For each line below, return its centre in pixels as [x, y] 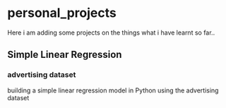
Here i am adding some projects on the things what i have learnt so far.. [111, 32]
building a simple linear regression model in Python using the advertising [113, 90]
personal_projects [62, 13]
